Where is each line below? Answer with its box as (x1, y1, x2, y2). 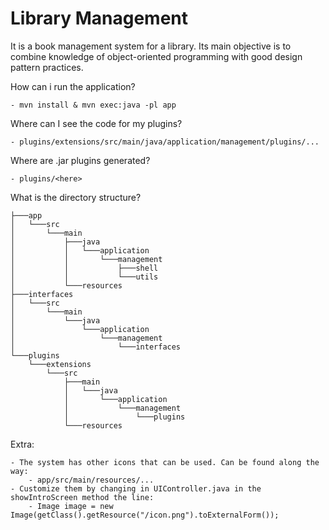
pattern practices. (10, 61, 84, 73)
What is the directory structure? (10, 191, 142, 203)
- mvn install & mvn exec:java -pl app (10, 100, 177, 110)
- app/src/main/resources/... (28, 475, 155, 485)
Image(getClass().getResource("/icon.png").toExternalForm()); (10, 510, 280, 520)
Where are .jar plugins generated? (10, 154, 151, 166)
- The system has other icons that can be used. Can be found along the (10, 457, 320, 467)
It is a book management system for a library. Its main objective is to (10, 40, 292, 52)
